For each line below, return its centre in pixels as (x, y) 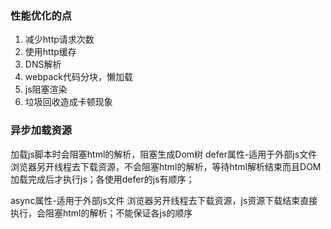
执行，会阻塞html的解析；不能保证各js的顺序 (101, 213)
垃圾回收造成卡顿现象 (68, 102)
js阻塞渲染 (46, 89)
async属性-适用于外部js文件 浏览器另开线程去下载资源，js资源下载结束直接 (164, 200)
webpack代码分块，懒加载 (78, 77)
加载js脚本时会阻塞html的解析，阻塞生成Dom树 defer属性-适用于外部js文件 (164, 154)
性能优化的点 (41, 15)
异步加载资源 (41, 130)
